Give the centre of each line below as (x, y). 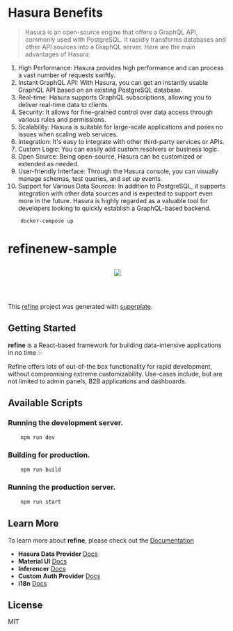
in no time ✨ (26, 352)
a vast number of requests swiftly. (67, 75)
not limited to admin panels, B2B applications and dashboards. (97, 381)
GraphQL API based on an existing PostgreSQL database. (100, 90)
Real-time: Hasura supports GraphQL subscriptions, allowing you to (114, 97)
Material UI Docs (42, 561)
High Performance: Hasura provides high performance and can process (121, 67)
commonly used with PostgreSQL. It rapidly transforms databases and (126, 39)
